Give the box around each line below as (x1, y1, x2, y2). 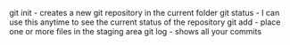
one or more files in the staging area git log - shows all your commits (9, 26, 261, 36)
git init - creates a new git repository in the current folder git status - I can (9, 8, 280, 18)
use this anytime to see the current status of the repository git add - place (9, 17, 281, 27)
